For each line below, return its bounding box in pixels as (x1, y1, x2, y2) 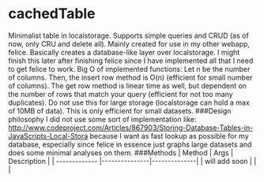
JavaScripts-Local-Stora (8, 131, 89, 140)
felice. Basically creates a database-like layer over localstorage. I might (8, 47, 240, 57)
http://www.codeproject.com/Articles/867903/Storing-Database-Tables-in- (8, 123, 254, 132)
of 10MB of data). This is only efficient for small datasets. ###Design (8, 106, 232, 115)
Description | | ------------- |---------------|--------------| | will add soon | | (8, 156, 257, 165)
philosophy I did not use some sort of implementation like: (8, 114, 197, 124)
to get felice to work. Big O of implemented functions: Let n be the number (8, 64, 251, 73)
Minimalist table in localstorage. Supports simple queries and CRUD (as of (8, 31, 249, 40)
